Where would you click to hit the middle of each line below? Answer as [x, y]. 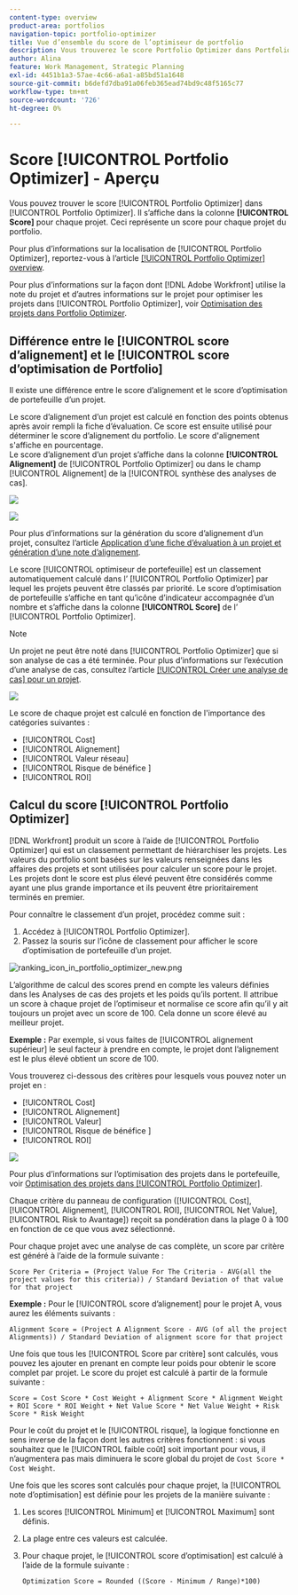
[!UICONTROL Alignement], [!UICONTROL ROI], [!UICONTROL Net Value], [143, 1210]
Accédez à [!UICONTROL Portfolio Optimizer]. [106, 931]
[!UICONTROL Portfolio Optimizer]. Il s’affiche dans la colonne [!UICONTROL [149, 213]
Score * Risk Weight [47, 1413]
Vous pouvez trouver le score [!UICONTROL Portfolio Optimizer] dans [136, 203]
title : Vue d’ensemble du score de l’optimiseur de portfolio [126, 42]
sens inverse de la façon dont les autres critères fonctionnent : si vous [137, 1440]
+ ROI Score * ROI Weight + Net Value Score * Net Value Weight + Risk [144, 1406]
